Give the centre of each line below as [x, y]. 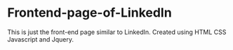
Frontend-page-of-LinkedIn [89, 13]
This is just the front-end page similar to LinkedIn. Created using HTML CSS [117, 32]
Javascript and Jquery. [41, 39]
